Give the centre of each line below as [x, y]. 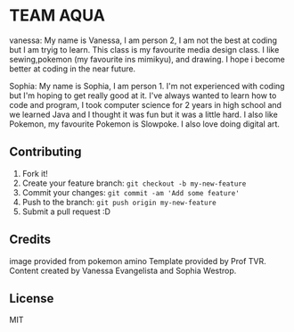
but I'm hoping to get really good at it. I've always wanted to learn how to [143, 95]
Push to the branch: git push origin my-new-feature [119, 202]
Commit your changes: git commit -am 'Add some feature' [131, 192]
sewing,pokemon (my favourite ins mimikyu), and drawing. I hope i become [147, 59]
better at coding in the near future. [73, 69]
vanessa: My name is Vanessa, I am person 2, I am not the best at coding [143, 40]
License [32, 299]
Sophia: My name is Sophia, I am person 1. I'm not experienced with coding [147, 86]
